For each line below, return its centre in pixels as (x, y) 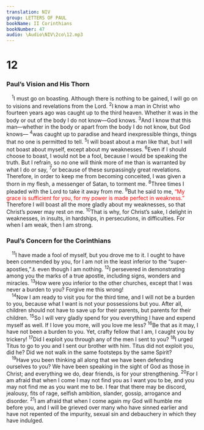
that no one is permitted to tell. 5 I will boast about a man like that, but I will (99, 141)
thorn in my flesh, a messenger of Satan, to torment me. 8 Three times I (95, 183)
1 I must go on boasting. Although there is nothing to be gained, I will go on (105, 98)
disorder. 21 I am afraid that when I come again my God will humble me (94, 401)
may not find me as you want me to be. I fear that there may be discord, (96, 387)
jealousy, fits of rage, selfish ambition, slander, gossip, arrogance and (94, 393)
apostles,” (19, 269)
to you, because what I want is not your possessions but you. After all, (95, 304)
